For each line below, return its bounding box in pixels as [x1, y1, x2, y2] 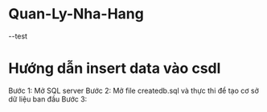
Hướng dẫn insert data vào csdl [8, 59, 221, 78]
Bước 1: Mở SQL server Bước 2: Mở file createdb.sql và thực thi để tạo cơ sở [8, 86, 260, 95]
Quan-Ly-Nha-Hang [8, 5, 145, 23]
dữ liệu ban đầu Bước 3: [8, 94, 88, 104]
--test [8, 31, 28, 41]
